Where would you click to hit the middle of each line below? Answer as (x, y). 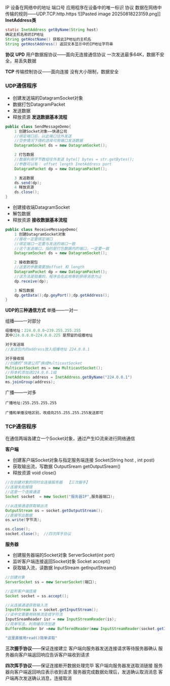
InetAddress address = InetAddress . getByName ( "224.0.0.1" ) (69, 378)
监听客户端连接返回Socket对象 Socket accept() (61, 562)
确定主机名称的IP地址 (25, 35)
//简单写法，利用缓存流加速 (30, 624)
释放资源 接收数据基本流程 (40, 220)
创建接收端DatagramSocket (41, 207)
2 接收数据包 (26, 262)
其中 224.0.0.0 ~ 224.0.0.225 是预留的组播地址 (49, 335)
